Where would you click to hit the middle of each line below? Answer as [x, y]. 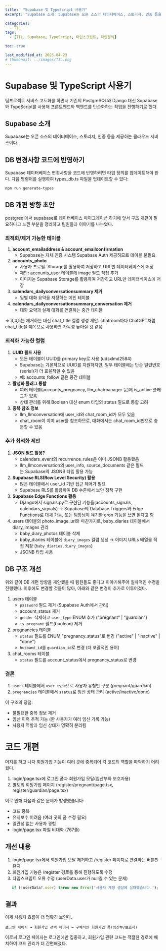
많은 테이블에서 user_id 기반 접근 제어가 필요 [63, 483]
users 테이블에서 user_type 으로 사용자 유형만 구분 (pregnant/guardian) [82, 685]
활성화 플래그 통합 [29, 384]
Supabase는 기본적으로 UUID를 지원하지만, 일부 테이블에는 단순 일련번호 [90, 365]
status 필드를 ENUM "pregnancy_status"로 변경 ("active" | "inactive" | [90, 636]
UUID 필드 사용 [27, 353]
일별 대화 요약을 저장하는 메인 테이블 [55, 297]
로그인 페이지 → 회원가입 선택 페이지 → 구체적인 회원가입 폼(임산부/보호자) [71, 928]
